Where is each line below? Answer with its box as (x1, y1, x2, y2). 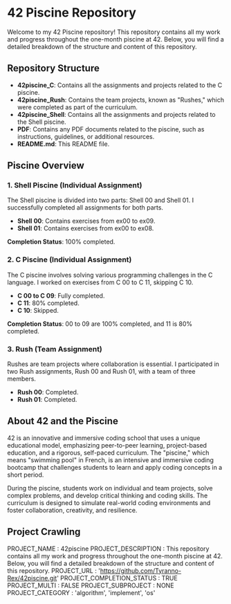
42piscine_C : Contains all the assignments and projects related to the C (17, 81, 223, 89)
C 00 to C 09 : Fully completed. (17, 291, 105, 300)
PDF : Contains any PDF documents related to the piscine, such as (17, 125, 205, 133)
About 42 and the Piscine (7, 415, 119, 427)
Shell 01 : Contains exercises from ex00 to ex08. (17, 224, 154, 232)
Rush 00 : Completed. (17, 388, 79, 396)
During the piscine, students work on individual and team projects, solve (7, 484, 213, 492)
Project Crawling (7, 526, 81, 538)
